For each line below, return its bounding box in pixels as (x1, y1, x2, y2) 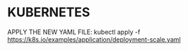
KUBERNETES (7, 4, 90, 21)
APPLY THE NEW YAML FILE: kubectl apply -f (7, 28, 141, 36)
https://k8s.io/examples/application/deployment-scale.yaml (7, 35, 182, 43)
